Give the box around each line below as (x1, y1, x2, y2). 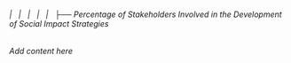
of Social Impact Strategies (9, 18, 109, 28)
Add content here (9, 46, 74, 57)
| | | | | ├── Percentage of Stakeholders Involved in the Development (9, 9, 282, 20)
